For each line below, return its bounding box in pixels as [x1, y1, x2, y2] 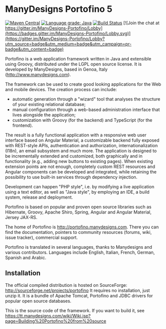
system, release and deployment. [5, 194, 73, 200]
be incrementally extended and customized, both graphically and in [5, 153, 143, 159]
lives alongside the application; [12, 111, 76, 117]
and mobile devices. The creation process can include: [5, 86, 117, 92]
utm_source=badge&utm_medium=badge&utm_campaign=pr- [5, 41, 132, 47]
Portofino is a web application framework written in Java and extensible [5, 55, 152, 61]
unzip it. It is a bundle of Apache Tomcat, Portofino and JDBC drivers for [5, 292, 153, 298]
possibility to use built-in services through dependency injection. [5, 174, 138, 180]
